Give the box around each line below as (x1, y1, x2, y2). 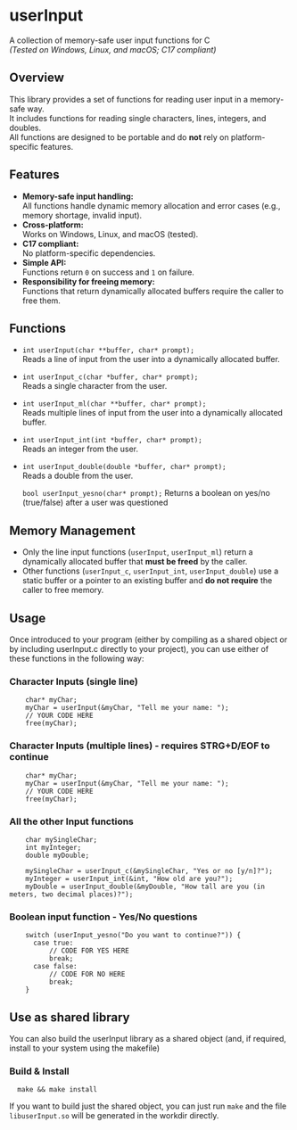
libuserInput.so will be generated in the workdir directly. (9, 1110, 219, 1121)
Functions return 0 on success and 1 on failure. (21, 267, 194, 277)
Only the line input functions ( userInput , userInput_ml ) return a (21, 547, 253, 557)
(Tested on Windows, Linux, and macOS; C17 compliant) (9, 44, 217, 54)
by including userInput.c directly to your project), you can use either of (9, 644, 269, 654)
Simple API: (21, 257, 67, 268)
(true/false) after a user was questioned (21, 497, 169, 508)
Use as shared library (9, 1010, 130, 1025)
